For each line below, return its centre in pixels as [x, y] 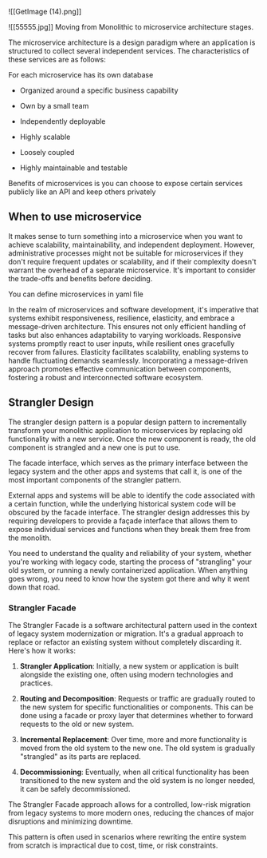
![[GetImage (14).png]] [45, 12]
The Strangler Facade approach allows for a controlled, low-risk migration [130, 804]
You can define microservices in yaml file [76, 294]
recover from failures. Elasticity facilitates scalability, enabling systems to [128, 352]
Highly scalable [45, 137]
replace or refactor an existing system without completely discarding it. [125, 642]
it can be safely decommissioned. [75, 788]
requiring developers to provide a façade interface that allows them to [123, 520]
